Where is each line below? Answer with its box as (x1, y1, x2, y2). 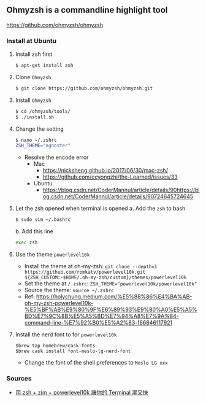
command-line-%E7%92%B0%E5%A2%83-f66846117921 (24, 319, 173, 327)
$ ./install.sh (15, 114, 55, 120)
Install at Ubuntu (6, 36, 57, 45)
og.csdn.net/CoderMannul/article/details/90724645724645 (42, 193, 194, 200)
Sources (6, 374, 32, 383)
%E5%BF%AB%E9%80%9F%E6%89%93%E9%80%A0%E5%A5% (24, 306, 197, 314)
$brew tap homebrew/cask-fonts (15, 343, 96, 349)
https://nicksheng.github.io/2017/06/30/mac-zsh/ (42, 167, 169, 174)
